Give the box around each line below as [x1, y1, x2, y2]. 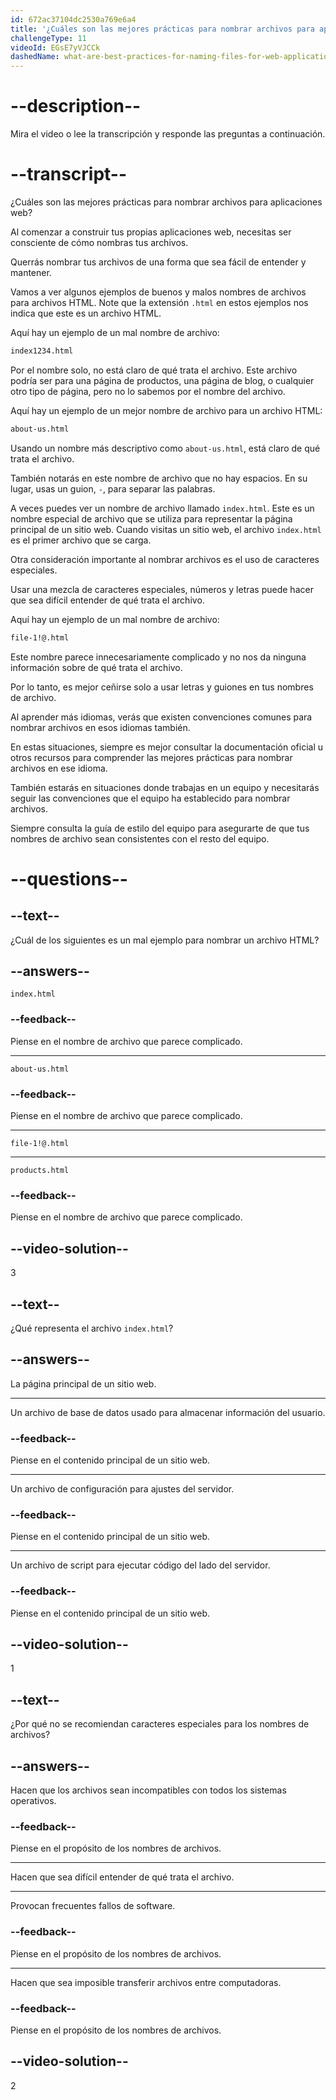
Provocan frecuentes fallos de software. [10, 1900, 176, 1912]
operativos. [10, 1795, 57, 1807]
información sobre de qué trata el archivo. [10, 661, 183, 673]
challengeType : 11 [10, 33, 87, 43]
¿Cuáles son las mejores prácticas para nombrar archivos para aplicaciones [10, 196, 323, 208]
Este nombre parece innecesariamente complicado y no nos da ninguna [10, 651, 307, 663]
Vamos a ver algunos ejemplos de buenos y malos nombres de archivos [10, 286, 307, 298]
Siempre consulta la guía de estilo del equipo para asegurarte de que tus [10, 822, 310, 834]
